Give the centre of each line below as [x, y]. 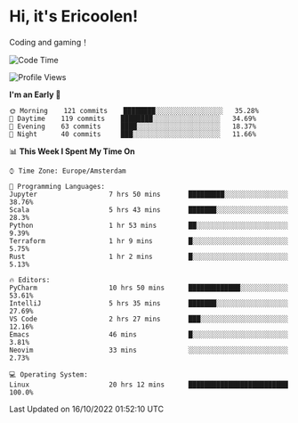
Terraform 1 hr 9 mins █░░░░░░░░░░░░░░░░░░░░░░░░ [149, 241]
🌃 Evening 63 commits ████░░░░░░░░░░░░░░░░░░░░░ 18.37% [133, 126]
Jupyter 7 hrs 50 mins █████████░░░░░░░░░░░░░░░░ [149, 194]
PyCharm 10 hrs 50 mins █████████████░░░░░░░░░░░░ [149, 288]
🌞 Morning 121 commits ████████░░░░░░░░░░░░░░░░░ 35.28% [134, 110]
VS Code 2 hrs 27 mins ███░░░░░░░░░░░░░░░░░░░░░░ [149, 319]
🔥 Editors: [30, 280]
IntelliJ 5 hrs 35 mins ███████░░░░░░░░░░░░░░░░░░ [149, 303]
